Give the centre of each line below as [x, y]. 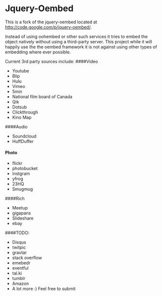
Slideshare [23, 218]
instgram [21, 174]
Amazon [20, 284]
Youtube [20, 70]
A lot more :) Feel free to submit [44, 289]
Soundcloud [24, 136]
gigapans [21, 213]
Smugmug [22, 189]
